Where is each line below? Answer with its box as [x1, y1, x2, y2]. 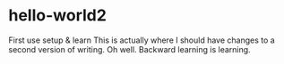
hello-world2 [8, 5, 107, 26]
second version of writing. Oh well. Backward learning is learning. [8, 44, 252, 54]
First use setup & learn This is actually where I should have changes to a [8, 35, 275, 45]
